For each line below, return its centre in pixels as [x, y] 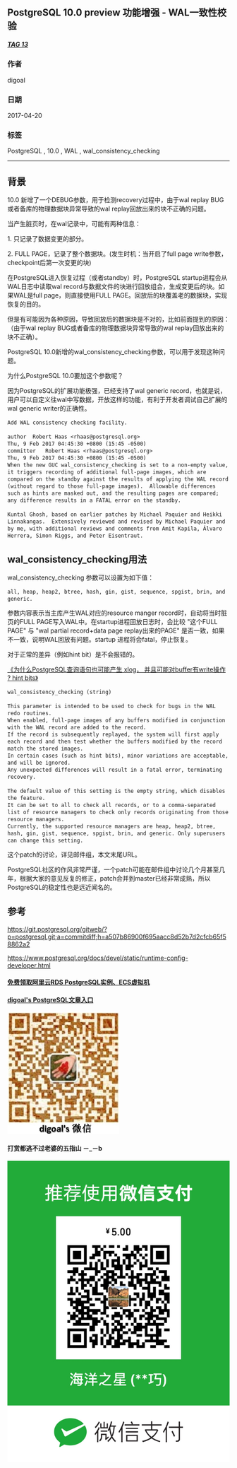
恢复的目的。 [26, 304]
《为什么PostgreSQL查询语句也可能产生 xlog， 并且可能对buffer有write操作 [116, 669]
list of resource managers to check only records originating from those [118, 812]
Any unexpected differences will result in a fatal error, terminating [115, 770]
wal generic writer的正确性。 [49, 409]
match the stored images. [45, 748]
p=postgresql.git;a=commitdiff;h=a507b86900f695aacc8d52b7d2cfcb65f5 [117, 936]
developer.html [29, 965]
